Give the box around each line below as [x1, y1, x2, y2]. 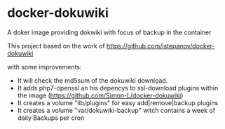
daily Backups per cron [17, 114, 85, 122]
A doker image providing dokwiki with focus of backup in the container [7, 28, 212, 36]
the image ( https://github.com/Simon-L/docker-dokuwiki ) [17, 91, 184, 100]
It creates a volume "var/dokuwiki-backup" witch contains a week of [17, 106, 216, 114]
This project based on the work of [7, 41, 105, 50]
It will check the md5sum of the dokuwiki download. [17, 76, 168, 85]
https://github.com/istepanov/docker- [106, 41, 215, 50]
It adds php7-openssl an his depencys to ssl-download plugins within [17, 83, 219, 92]
